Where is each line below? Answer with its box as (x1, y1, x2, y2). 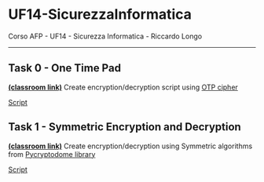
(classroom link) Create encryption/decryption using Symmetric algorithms (8, 141, 253, 151)
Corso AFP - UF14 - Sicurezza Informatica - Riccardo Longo (8, 31, 203, 41)
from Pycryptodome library (8, 149, 96, 158)
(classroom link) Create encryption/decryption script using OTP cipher (8, 82, 238, 92)
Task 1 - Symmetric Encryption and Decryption (8, 120, 241, 134)
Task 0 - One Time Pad (8, 61, 122, 75)
